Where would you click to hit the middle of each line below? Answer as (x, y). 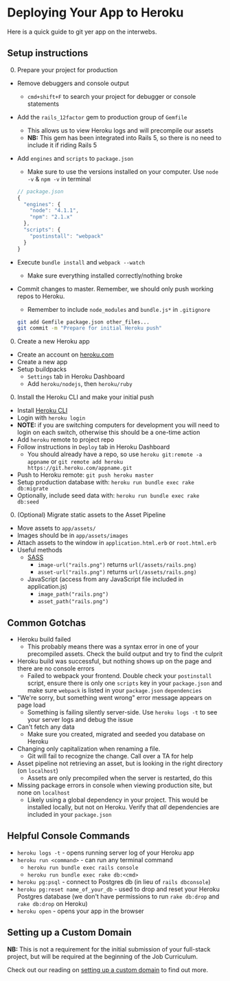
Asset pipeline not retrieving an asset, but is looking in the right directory (120, 763)
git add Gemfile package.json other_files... (83, 322)
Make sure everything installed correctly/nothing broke (105, 275)
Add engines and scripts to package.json (75, 158)
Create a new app (42, 362)
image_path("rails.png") (73, 595)
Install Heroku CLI (42, 411)
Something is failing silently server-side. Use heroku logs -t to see (122, 712)
